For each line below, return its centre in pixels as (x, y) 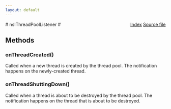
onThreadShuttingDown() (38, 84)
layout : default (22, 10)
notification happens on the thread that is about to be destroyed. (73, 101)
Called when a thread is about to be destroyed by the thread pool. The (79, 95)
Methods (20, 40)
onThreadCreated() (30, 55)
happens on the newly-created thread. (46, 71)
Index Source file (148, 24)
